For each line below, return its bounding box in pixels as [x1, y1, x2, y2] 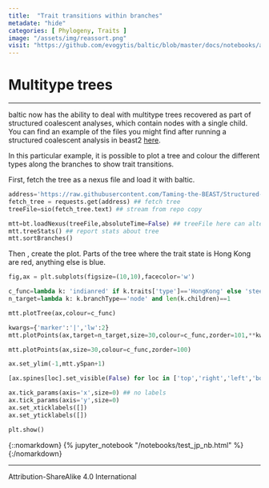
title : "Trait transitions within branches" [8, 11, 163, 20]
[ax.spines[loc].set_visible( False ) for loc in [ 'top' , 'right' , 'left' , [8, 374, 252, 382]
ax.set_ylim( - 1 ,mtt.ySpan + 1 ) [8, 360, 106, 368]
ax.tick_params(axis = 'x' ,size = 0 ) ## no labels [8, 389, 167, 397]
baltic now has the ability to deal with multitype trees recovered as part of [8, 110, 251, 120]
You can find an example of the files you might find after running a [8, 127, 227, 137]
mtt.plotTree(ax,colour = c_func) [8, 309, 116, 317]
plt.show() [8, 426, 45, 434]
